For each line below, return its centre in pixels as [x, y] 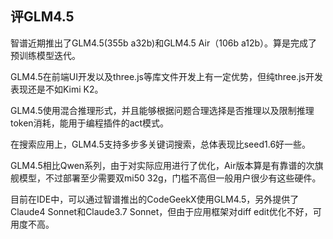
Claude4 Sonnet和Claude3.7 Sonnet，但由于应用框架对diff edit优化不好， [161, 211]
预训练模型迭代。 [45, 55]
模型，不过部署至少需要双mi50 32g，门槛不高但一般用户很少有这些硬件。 [170, 178]
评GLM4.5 [42, 17]
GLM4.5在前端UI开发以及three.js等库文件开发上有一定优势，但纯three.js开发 [166, 76]
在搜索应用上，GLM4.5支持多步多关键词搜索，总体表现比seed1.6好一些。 [161, 144]
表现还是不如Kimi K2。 [57, 89]
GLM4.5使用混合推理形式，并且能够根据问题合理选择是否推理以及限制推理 [162, 110]
